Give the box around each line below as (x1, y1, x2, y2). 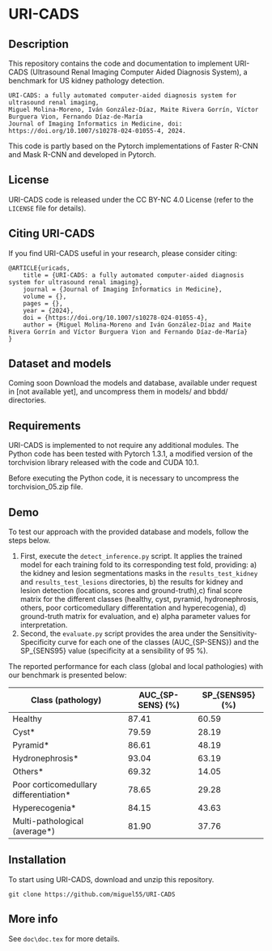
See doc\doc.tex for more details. (8, 933, 120, 944)
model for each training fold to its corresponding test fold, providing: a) (19, 560, 257, 569)
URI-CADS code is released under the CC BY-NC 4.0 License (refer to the (8, 194, 253, 204)
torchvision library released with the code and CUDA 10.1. (8, 458, 200, 467)
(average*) (12, 825, 55, 837)
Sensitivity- (219, 629, 257, 638)
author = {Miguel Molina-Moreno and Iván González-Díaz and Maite (23, 321, 252, 329)
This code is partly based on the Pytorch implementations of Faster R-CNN (8, 141, 259, 151)
